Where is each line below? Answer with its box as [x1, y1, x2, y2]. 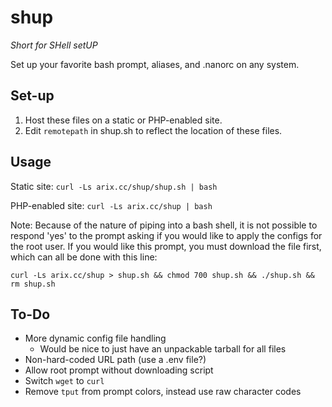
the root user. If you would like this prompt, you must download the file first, [10, 240, 322, 252]
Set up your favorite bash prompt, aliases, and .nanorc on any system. [10, 58, 300, 70]
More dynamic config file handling [24, 332, 167, 345]
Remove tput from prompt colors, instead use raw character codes [24, 386, 302, 398]
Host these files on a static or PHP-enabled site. [24, 114, 223, 126]
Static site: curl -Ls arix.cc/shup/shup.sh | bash [10, 180, 218, 192]
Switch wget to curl [24, 375, 105, 387]
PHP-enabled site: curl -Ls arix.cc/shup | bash [10, 199, 213, 211]
